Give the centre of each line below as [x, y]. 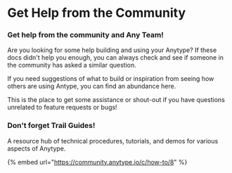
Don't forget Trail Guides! [51, 126]
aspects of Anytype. [37, 148]
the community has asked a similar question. [72, 65]
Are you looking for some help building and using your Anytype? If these [112, 50]
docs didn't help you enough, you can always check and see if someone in [115, 58]
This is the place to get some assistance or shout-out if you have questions [116, 100]
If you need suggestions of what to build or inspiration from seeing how [111, 79]
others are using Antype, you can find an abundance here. [92, 86]
